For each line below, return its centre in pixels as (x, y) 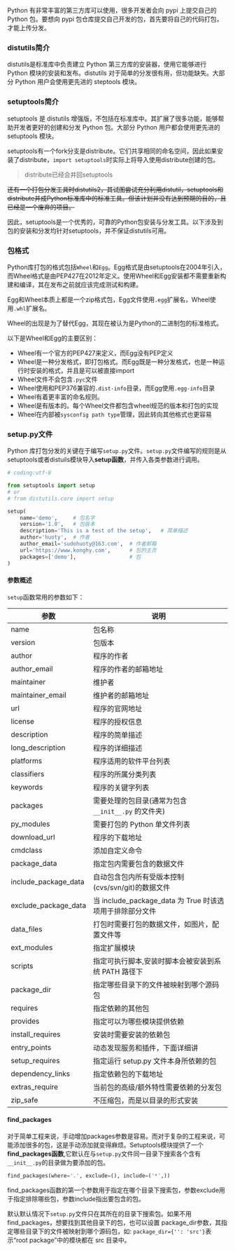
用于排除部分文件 (128, 911)
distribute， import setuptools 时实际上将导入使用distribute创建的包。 (119, 159)
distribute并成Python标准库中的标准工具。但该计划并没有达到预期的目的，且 (117, 198)
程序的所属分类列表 (125, 774)
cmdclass (27, 850)
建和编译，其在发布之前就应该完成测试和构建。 (74, 284)
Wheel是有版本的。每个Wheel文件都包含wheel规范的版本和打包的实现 (118, 405)
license (23, 721)
